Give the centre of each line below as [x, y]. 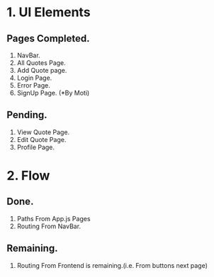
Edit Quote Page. [41, 139]
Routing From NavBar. [49, 226]
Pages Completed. [48, 39]
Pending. [27, 115]
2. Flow [28, 176]
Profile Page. [35, 147]
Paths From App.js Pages [53, 218]
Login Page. [34, 78]
